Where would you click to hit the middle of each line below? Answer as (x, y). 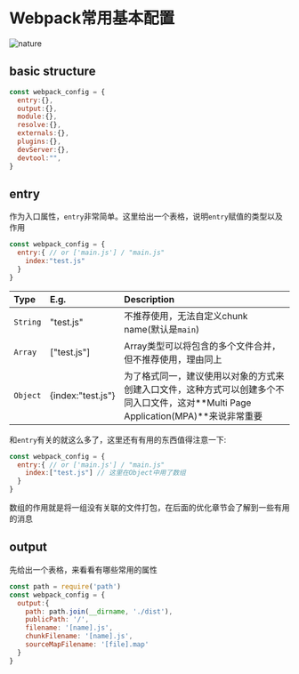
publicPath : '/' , (57, 620)
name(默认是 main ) (162, 329)
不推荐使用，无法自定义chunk (186, 316)
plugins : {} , (40, 141)
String (28, 322)
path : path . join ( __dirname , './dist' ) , (99, 611)
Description (149, 299)
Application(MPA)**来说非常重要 (193, 416)
